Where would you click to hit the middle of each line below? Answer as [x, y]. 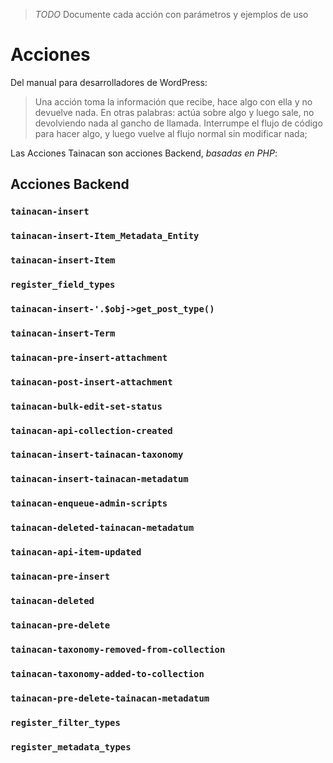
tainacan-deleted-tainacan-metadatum [102, 528]
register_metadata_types [71, 747]
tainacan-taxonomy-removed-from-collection [118, 649]
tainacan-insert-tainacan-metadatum [99, 479]
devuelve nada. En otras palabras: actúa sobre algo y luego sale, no [174, 112]
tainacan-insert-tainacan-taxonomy [97, 455]
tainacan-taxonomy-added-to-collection [107, 673]
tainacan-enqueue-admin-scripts [89, 503]
